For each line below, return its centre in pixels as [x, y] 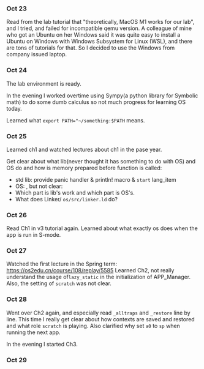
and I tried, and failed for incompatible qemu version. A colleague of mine [99, 28]
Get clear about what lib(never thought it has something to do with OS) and [101, 161]
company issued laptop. [37, 54]
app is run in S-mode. [34, 235]
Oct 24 [17, 70]
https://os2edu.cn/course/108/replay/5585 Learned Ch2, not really [90, 270]
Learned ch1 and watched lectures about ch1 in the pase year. [84, 149]
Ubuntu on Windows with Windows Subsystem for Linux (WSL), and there [100, 42]
